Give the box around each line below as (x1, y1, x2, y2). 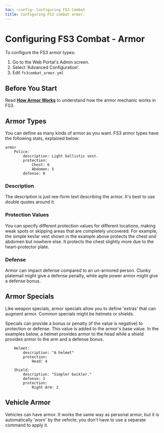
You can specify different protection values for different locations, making (5, 223, 156, 229)
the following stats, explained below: (5, 135, 80, 141)
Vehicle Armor (5, 398, 51, 407)
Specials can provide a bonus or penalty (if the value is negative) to (5, 320, 143, 326)
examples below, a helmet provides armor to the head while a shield (5, 331, 144, 337)
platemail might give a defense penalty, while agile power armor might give (5, 272, 158, 278)
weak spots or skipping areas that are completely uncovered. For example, (5, 228, 158, 234)
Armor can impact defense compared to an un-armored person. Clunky (5, 267, 151, 273)
